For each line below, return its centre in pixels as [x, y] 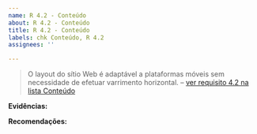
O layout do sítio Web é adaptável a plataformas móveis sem [126, 74]
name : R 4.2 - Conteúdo [47, 15]
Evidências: [28, 106]
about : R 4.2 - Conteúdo [49, 23]
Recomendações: [38, 121]
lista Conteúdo [51, 91]
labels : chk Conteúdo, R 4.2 [56, 37]
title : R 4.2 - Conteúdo [49, 30]
